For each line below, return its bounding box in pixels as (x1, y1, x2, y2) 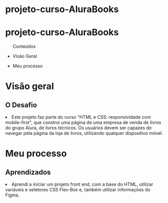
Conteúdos (12, 43, 36, 49)
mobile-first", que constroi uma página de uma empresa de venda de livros (5, 120, 161, 126)
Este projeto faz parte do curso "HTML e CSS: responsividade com (12, 114, 151, 120)
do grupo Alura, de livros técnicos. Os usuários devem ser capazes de (5, 125, 152, 131)
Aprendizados (5, 168, 51, 176)
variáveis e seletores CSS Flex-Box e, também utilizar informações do (5, 187, 151, 193)
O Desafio (5, 100, 37, 109)
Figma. (5, 192, 20, 198)
